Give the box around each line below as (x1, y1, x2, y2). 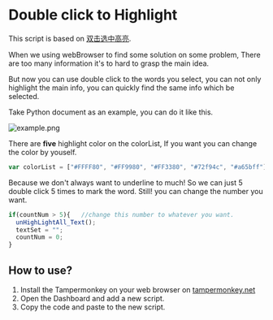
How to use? (8, 263, 73, 277)
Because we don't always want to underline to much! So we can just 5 (8, 177, 243, 188)
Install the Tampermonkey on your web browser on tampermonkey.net (19, 285, 256, 294)
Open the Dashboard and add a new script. (19, 294, 165, 303)
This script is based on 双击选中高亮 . (8, 33, 132, 43)
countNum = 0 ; (15, 233, 63, 241)
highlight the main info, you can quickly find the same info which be (8, 83, 235, 93)
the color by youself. (8, 147, 77, 157)
